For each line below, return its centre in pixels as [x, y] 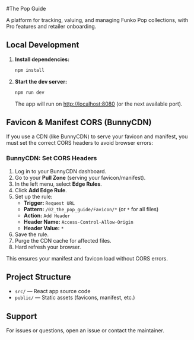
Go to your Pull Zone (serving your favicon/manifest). [80, 177]
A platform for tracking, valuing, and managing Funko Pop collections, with [97, 20]
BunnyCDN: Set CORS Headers [52, 158]
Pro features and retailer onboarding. [51, 26]
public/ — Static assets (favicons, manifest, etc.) [75, 298]
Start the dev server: [41, 81]
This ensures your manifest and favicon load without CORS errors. [87, 258]
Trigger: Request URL [49, 203]
